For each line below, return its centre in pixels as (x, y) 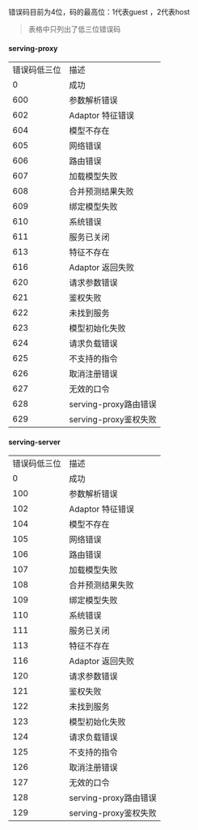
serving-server (34, 442)
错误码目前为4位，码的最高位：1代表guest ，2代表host (99, 12)
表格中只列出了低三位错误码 (74, 29)
